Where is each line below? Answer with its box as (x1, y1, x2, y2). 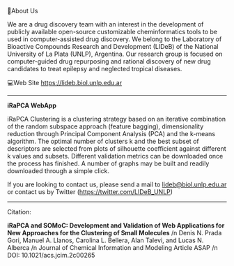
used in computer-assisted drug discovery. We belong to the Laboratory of (7, 35, 222, 43)
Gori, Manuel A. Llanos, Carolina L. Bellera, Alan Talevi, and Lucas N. (7, 236, 204, 244)
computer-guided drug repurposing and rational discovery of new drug (7, 57, 211, 66)
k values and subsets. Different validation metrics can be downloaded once (7, 152, 224, 160)
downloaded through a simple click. (7, 167, 110, 175)
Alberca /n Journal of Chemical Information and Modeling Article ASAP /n (7, 244, 218, 251)
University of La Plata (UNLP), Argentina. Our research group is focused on (7, 50, 223, 58)
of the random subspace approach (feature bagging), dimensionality (7, 122, 204, 131)
